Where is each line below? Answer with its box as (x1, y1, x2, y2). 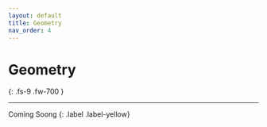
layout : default (8, 11, 62, 20)
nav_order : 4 (8, 26, 52, 34)
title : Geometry (8, 19, 62, 27)
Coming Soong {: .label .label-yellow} (8, 110, 130, 119)
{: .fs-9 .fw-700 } (8, 87, 64, 96)
